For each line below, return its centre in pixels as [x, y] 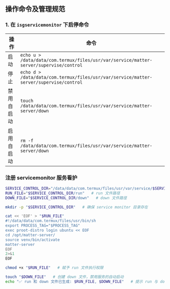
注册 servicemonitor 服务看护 [41, 177]
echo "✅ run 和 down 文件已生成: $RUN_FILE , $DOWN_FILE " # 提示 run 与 [82, 281]
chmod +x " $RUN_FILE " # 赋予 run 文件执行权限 [54, 268]
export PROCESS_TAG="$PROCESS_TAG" [43, 226]
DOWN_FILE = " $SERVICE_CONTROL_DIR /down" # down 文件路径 [66, 198]
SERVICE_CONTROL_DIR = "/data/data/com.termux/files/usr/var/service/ [79, 188]
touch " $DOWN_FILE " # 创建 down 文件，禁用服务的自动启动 [65, 277]
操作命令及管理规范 [35, 9]
